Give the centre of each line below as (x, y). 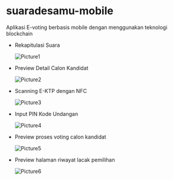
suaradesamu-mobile (60, 11)
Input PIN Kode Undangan (46, 114)
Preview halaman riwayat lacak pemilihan (65, 160)
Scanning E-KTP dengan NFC (51, 91)
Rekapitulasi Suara (37, 45)
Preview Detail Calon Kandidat (51, 68)
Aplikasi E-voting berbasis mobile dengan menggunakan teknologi (87, 27)
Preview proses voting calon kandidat (60, 137)
